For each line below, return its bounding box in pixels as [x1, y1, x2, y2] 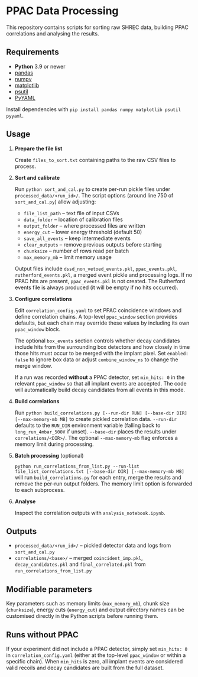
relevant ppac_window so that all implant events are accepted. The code [14, 380, 187, 387]
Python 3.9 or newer [14, 63, 66, 70]
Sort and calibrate [14, 174, 60, 181]
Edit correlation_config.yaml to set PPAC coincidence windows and [14, 306, 182, 314]
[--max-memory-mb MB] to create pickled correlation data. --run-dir [14, 415, 177, 422]
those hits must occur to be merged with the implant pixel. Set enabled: [14, 349, 189, 357]
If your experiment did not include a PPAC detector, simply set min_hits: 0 [6, 646, 188, 652]
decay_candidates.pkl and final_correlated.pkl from [14, 561, 146, 568]
